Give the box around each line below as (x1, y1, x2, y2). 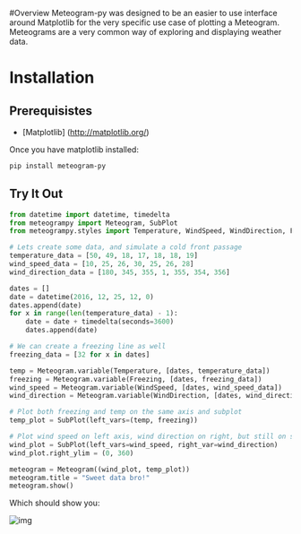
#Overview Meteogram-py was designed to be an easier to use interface (9, 8, 278, 18)
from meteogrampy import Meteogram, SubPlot (9, 219, 178, 228)
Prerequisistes (9, 103, 92, 118)
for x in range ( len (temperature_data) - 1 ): (9, 309, 178, 318)
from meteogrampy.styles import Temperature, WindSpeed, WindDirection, (9, 227, 287, 236)
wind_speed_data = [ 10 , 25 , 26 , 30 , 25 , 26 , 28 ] (9, 260, 194, 269)
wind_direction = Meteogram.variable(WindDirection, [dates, (9, 392, 243, 400)
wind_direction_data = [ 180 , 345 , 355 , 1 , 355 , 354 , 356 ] (9, 268, 230, 277)
